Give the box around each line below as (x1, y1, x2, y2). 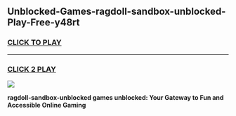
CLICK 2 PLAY (7, 64, 56, 74)
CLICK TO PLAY (7, 38, 62, 48)
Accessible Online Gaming (7, 101, 86, 109)
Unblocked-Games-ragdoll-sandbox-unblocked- (7, 6, 226, 18)
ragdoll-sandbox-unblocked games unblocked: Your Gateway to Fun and (7, 93, 224, 101)
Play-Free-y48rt (7, 17, 80, 29)
